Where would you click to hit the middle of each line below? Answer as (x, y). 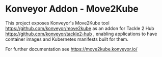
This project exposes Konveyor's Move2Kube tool (57, 23)
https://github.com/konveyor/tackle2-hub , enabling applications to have (81, 34)
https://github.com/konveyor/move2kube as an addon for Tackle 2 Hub (80, 28)
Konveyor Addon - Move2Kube (72, 9)
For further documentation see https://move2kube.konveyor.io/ (71, 49)
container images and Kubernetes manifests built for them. (67, 39)
